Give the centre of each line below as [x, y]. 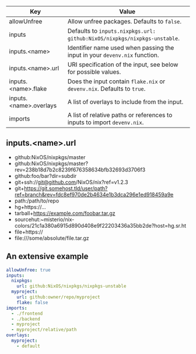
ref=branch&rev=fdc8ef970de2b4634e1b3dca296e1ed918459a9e [94, 194]
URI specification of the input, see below [123, 65]
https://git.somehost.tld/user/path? [66, 188]
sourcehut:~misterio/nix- [44, 219]
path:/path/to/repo [37, 201]
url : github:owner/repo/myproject [58, 297]
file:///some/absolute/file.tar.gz [52, 238]
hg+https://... [30, 207]
